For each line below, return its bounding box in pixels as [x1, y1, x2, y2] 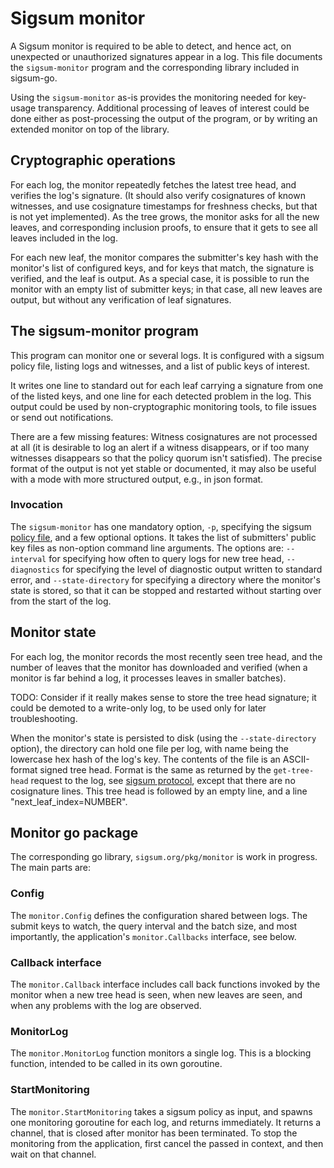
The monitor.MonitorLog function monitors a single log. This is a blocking [10, 1047, 312, 1059]
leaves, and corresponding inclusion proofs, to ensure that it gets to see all [10, 221, 318, 233]
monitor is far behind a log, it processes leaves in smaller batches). [10, 672, 287, 684]
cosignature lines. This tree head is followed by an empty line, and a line [10, 785, 308, 797]
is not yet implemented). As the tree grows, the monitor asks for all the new [10, 210, 320, 222]
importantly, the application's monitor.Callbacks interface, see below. [10, 930, 297, 942]
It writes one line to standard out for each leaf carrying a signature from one [10, 379, 324, 391]
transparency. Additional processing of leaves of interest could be [38, 102, 310, 114]
